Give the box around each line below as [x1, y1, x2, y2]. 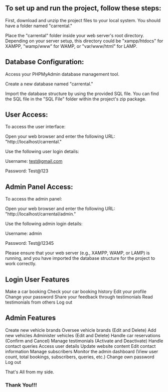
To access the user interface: [5, 124, 66, 130]
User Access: [5, 111, 49, 119]
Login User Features [5, 275, 70, 283]
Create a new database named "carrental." [5, 80, 93, 87]
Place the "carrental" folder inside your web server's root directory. [5, 32, 144, 38]
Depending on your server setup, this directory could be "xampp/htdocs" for [5, 38, 163, 44]
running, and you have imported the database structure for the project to [5, 255, 155, 261]
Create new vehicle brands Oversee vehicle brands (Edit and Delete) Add [5, 327, 156, 333]
